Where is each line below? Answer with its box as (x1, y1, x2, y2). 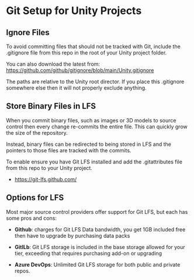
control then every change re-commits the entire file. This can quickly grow (6, 123, 188, 130)
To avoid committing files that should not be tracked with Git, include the (6, 43, 181, 50)
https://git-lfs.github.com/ (14, 176, 77, 183)
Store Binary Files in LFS (6, 101, 96, 111)
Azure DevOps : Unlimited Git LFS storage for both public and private (14, 261, 181, 268)
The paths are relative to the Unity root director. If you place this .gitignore (6, 78, 185, 85)
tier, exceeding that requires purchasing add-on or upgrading (14, 250, 162, 257)
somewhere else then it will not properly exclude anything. (6, 84, 147, 91)
